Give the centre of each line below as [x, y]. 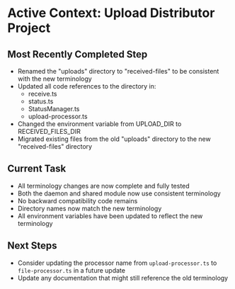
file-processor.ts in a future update [71, 270]
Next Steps [32, 246]
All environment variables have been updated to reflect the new [110, 216]
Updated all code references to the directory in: [87, 86]
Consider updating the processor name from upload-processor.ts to [117, 263]
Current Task [37, 169]
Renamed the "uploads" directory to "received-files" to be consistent [118, 71]
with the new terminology [55, 79]
